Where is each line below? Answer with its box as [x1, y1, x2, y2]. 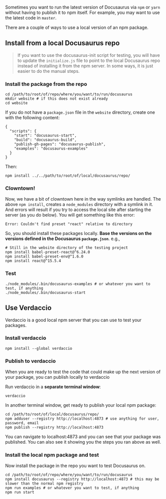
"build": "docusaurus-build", [14, 137, 77, 143]
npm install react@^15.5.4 [5, 258, 61, 263]
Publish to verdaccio [5, 357, 56, 364]
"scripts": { [9, 129, 37, 134]
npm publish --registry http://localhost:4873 [5, 425, 104, 430]
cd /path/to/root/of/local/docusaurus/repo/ [5, 412, 99, 417]
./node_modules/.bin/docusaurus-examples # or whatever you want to [5, 281, 151, 286]
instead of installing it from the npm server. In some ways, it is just [17, 62, 154, 69]
